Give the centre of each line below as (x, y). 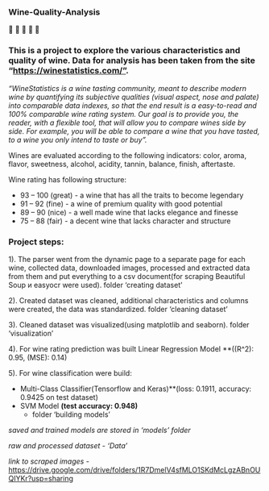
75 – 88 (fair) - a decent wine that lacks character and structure (125, 221)
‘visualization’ (31, 333)
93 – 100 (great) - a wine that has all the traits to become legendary (132, 195)
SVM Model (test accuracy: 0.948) (79, 406)
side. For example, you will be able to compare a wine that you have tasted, (134, 131)
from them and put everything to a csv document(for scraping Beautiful (127, 276)
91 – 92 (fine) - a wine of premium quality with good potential (121, 203)
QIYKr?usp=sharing (41, 478)
